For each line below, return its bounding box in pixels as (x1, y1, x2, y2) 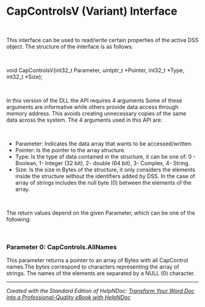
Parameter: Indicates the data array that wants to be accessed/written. (15, 139, 193, 147)
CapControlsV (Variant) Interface (6, 4, 178, 18)
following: (6, 215, 31, 223)
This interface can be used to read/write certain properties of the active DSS (6, 36, 199, 43)
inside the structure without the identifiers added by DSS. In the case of (15, 172, 195, 180)
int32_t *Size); (6, 73, 43, 80)
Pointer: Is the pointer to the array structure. (15, 146, 126, 153)
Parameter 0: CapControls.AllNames (6, 243, 117, 251)
